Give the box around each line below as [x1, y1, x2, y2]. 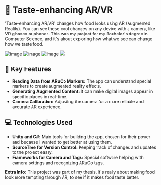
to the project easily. [12, 149, 53, 155]
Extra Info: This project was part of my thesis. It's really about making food [5, 169, 155, 175]
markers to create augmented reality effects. [12, 83, 101, 89]
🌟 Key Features [5, 65, 52, 73]
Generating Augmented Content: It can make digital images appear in [12, 88, 153, 94]
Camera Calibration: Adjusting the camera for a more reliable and [12, 99, 144, 104]
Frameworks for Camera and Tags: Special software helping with [12, 154, 144, 160]
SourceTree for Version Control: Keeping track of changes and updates [12, 144, 157, 150]
